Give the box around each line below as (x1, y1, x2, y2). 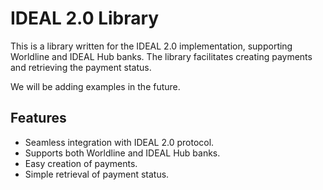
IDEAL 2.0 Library (10, 7, 160, 30)
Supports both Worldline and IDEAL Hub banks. (24, 147, 221, 159)
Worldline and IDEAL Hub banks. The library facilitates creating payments (10, 50, 313, 62)
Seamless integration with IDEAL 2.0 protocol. (24, 136, 215, 148)
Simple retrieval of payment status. (24, 168, 170, 180)
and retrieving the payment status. (10, 61, 152, 73)
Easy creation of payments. (24, 157, 138, 169)
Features (10, 110, 67, 127)
